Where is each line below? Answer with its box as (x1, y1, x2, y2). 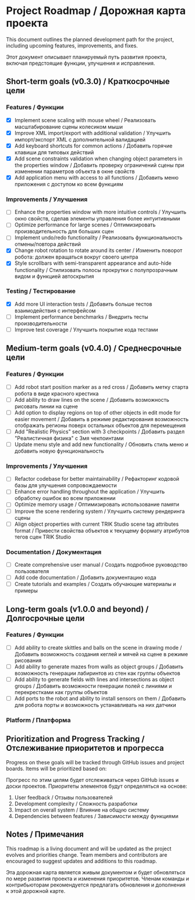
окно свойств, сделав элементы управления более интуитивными (14, 215, 180, 222)
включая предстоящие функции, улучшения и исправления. (6, 60, 155, 67)
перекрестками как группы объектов (14, 689, 108, 695)
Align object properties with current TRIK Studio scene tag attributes (14, 520, 179, 527)
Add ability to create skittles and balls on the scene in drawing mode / (14, 644, 182, 651)
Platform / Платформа (6, 716, 71, 724)
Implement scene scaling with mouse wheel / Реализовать (14, 116, 156, 123)
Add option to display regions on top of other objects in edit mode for (14, 409, 181, 416)
